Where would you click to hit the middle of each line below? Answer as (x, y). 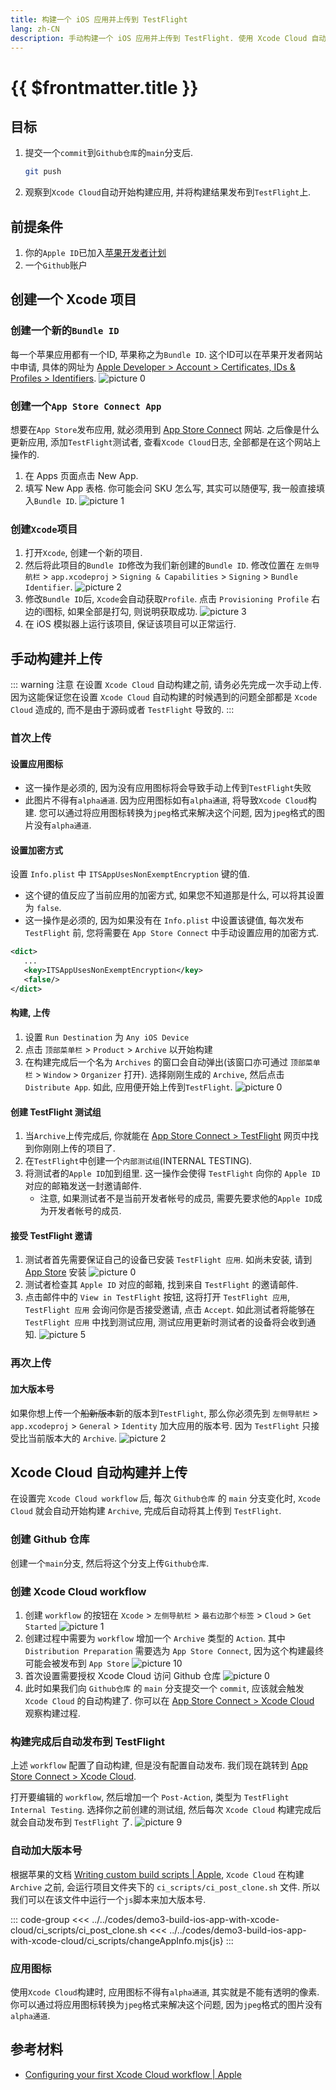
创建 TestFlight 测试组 (56, 1112)
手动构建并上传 (56, 658)
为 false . (43, 908)
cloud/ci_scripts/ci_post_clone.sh (79, 1930)
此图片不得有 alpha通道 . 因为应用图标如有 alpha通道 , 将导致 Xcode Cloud (166, 800)
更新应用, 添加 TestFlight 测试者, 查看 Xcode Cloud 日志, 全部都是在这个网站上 (166, 442)
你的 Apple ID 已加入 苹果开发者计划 (95, 253)
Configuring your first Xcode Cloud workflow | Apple (133, 2074)
